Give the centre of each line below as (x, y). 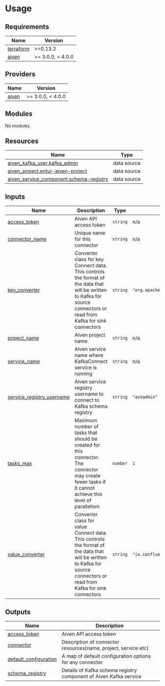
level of (83, 501)
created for (87, 445)
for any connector (82, 662)
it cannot (84, 488)
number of (87, 427)
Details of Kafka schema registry (99, 670)
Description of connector (90, 642)
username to (89, 394)
